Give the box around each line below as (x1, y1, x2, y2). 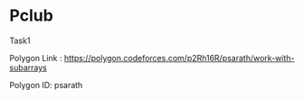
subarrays (9, 62, 47, 73)
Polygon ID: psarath (9, 79, 83, 90)
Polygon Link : (9, 52, 62, 63)
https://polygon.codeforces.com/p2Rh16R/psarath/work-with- (63, 52, 295, 63)
